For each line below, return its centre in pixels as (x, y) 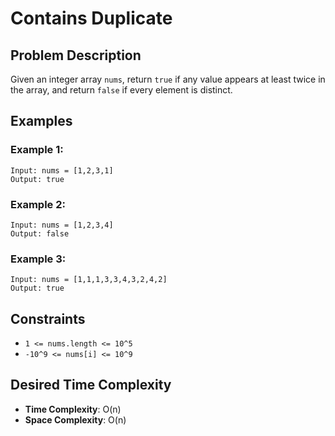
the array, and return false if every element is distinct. (121, 90)
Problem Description (76, 55)
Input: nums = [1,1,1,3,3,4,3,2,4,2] (89, 280)
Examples (41, 121)
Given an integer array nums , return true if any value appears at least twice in (168, 79)
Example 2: (38, 204)
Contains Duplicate (91, 18)
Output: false (40, 233)
